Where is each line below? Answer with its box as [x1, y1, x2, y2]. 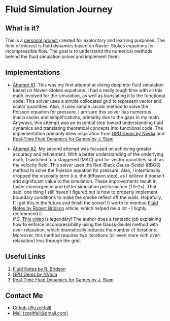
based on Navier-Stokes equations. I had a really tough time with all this [12, 87, 163, 93]
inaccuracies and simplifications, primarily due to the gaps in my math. [12, 114, 161, 120]
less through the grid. [36, 238, 81, 244]
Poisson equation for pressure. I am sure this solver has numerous [12, 108, 151, 115]
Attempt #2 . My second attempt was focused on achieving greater [12, 145, 152, 152]
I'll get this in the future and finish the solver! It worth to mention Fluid [12, 199, 158, 206]
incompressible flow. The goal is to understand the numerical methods [5, 48, 153, 54]
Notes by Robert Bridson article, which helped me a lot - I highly [12, 205, 147, 211]
